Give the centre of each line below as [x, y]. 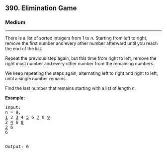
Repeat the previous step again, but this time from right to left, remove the [81, 58]
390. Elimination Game [41, 8]
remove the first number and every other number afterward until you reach [82, 43]
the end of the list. [24, 48]
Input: [13, 107]
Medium [15, 22]
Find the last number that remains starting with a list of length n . [71, 88]
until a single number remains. [36, 78]
